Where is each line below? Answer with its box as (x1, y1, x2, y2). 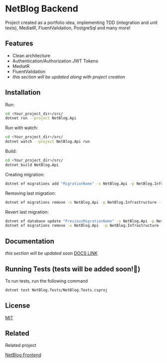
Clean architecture (12, 52, 51, 58)
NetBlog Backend (5, 3, 79, 14)
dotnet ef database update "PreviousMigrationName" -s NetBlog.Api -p (5, 218, 155, 224)
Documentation (5, 237, 55, 245)
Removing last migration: (5, 190, 56, 196)
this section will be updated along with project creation (12, 73, 125, 80)
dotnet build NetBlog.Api (5, 162, 59, 167)
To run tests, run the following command (5, 278, 88, 284)
